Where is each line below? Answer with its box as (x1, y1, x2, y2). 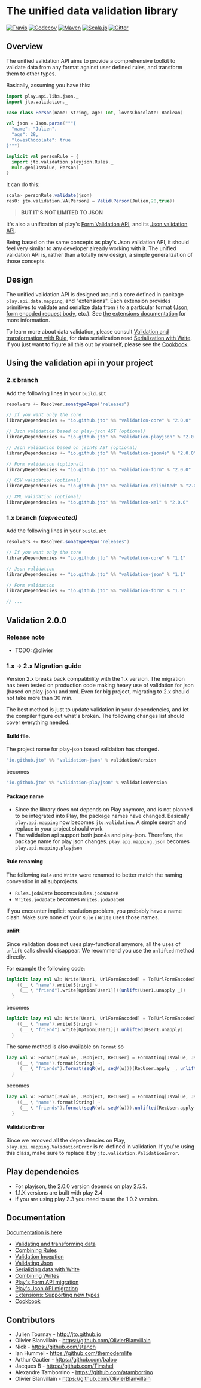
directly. (6, 953, 26, 960)
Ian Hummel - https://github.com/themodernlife (14, 1350, 132, 1357)
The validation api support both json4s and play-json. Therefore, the (14, 831, 184, 839)
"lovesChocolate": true (11, 137, 71, 143)
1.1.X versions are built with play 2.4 (14, 1189, 103, 1196)
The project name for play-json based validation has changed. (6, 745, 160, 753)
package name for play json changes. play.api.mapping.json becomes (14, 838, 190, 845)
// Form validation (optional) (6, 461, 84, 467)
